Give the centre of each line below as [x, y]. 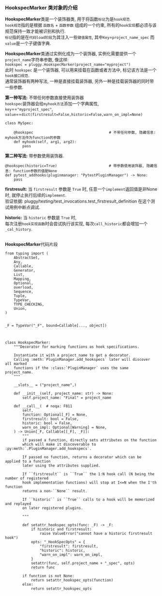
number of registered [27, 479]
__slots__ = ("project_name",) [45, 385]
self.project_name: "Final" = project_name [67, 398]
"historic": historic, [62, 551]
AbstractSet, [27, 258]
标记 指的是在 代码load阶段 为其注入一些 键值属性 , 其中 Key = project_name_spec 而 [80, 37]
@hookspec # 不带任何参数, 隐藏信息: [85, 133]
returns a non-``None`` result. [55, 491]
